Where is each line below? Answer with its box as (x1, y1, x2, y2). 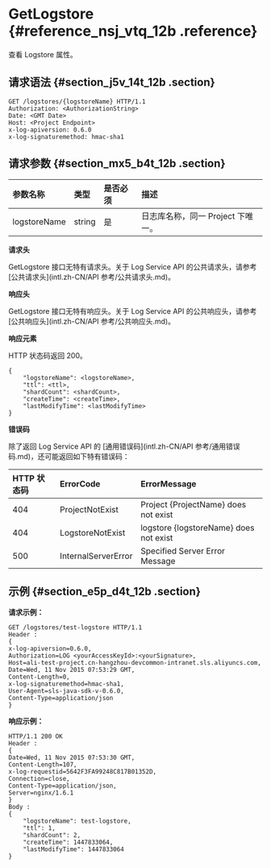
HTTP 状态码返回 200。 (8, 350, 87, 360)
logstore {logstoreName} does (140, 522, 255, 533)
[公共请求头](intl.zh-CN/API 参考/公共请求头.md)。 (8, 272, 176, 282)
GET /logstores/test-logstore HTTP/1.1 (8, 624, 143, 632)
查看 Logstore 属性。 (8, 49, 78, 59)
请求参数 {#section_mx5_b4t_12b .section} (8, 156, 226, 170)
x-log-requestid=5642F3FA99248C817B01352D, (8, 768, 157, 776)
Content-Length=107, (8, 761, 78, 769)
